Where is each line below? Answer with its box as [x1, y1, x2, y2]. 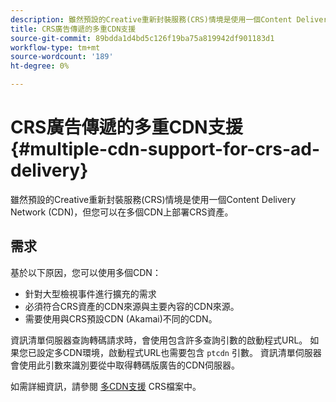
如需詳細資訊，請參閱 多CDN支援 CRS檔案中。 [10, 380, 202, 392]
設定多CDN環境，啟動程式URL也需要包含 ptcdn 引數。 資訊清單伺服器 [36, 346, 322, 358]
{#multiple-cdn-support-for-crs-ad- [10, 138, 321, 161]
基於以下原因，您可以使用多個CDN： [10, 266, 162, 278]
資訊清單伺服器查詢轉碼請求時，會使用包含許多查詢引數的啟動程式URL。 [10, 334, 308, 346]
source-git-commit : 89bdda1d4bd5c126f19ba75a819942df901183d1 [10, 33, 275, 43]
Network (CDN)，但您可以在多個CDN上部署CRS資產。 [10, 206, 234, 218]
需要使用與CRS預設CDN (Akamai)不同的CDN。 [24, 312, 218, 325]
